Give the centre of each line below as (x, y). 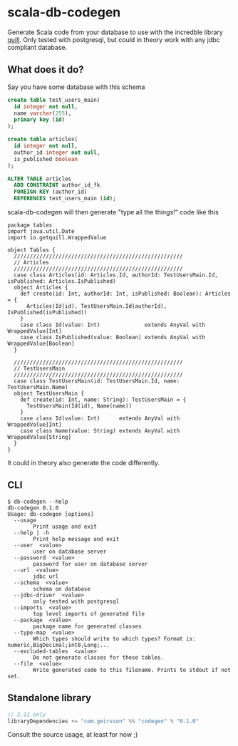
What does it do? (46, 69)
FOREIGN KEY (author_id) (51, 192)
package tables (30, 225)
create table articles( (43, 140)
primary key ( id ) (40, 120)
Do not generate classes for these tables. (98, 657)
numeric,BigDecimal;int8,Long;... (59, 645)
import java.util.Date (41, 232)
